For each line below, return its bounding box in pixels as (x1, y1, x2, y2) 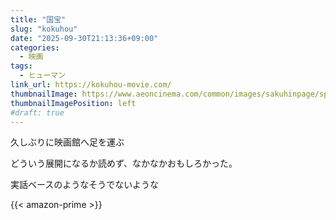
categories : (10, 42, 60, 53)
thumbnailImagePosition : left (10, 98, 137, 108)
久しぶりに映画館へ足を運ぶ (10, 136, 125, 148)
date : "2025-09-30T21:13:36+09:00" (10, 33, 159, 43)
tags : (10, 61, 33, 71)
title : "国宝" (10, 14, 67, 25)
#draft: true (10, 107, 65, 118)
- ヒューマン (19, 71, 67, 81)
